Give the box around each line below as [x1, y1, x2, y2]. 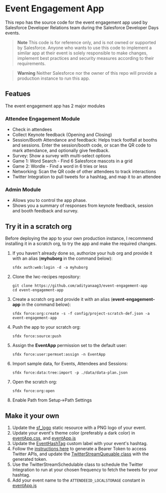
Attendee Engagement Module [5, 115, 80, 122]
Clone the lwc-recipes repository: [12, 274, 81, 280]
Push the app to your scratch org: [12, 324, 81, 330]
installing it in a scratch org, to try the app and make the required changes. [5, 241, 157, 246]
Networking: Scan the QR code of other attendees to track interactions [12, 169, 157, 175]
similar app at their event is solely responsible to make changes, [17, 50, 148, 56]
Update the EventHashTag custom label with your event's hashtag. [12, 440, 148, 446]
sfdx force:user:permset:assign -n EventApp [12, 352, 106, 357]
